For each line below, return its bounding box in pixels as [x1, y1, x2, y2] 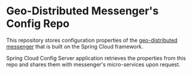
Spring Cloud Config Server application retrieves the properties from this [6, 54, 186, 61]
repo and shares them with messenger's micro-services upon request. [6, 61, 181, 68]
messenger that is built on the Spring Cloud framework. [6, 43, 143, 50]
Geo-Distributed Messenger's [6, 4, 159, 18]
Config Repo [6, 17, 70, 30]
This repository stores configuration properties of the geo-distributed [6, 36, 178, 44]
